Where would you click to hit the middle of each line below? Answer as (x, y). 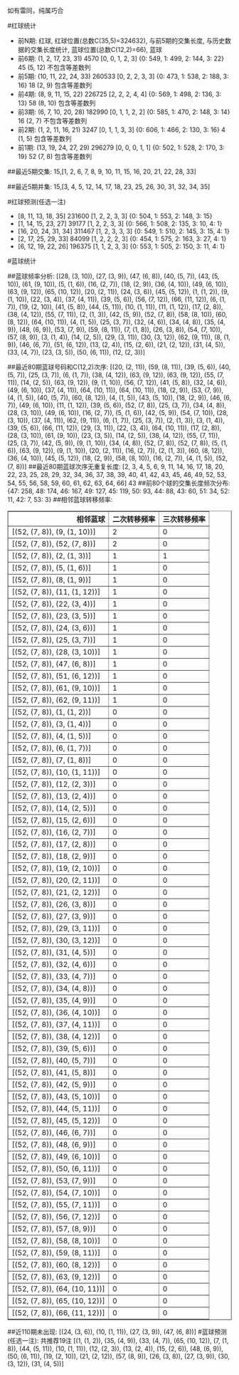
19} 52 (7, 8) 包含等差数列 (55, 156)
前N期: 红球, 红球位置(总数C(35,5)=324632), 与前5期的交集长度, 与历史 (121, 41)
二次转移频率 (134, 519)
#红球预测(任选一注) (37, 202)
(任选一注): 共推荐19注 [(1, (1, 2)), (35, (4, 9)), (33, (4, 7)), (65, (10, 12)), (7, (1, (118, 1340)
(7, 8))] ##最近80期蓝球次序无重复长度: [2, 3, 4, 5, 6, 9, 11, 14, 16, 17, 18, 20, (116, 466)
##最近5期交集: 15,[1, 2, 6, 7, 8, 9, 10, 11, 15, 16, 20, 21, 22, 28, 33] (102, 172)
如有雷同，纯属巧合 (36, 10)
